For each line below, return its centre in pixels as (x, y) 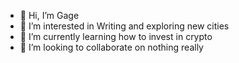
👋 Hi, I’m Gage (49, 15)
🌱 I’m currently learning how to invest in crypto (116, 36)
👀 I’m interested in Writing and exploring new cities (124, 26)
